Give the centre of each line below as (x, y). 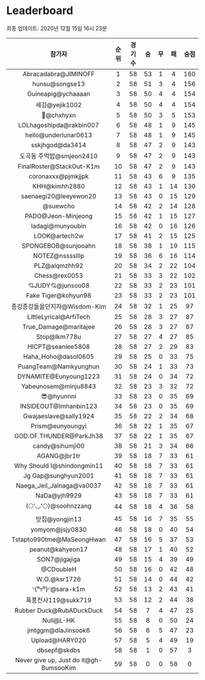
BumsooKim (59, 668)
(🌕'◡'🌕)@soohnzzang (59, 506)
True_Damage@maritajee (59, 326)
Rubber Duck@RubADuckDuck (59, 610)
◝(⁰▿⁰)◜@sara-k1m (59, 589)
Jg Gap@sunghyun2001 (59, 475)
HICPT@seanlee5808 (59, 346)
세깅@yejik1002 (59, 104)
